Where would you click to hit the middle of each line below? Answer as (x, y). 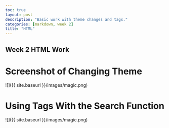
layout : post (19, 15)
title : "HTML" (20, 29)
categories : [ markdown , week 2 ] (39, 24)
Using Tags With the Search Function (85, 106)
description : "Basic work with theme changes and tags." (67, 19)
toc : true (16, 10)
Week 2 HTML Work (37, 50)
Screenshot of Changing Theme (74, 71)
